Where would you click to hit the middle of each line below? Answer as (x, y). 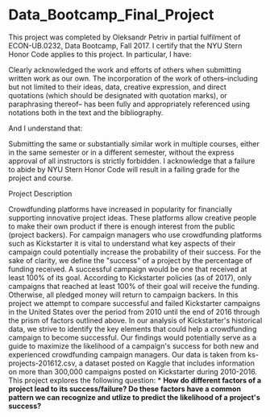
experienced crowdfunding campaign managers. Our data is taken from (127, 354)
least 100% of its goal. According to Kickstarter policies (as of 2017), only (130, 277)
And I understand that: (46, 128)
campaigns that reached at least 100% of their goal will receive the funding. (134, 286)
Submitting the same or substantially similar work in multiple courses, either (134, 143)
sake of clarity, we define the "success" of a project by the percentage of (130, 260)
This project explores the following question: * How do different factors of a (135, 380)
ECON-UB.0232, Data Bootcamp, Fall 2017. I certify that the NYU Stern (125, 45)
